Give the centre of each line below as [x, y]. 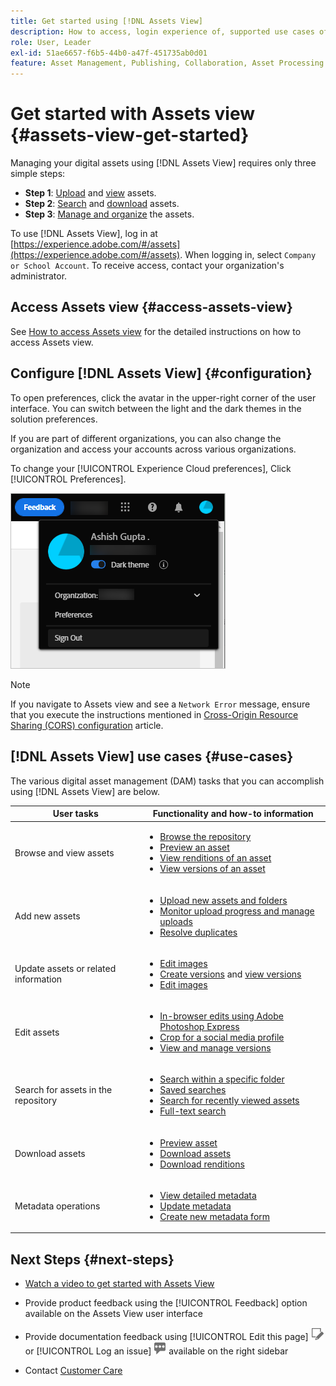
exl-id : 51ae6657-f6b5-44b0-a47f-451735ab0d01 [109, 53]
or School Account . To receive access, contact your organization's [147, 266]
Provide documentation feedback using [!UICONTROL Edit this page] [166, 1337]
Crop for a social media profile [222, 1037]
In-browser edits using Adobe [221, 1016]
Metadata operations [57, 1206]
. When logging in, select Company [248, 255]
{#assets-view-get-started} [130, 135]
